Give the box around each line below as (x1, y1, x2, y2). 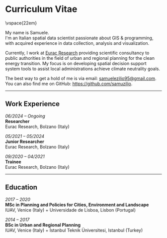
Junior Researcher (5, 138, 45, 144)
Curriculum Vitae (5, 3, 78, 15)
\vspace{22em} (5, 20, 37, 26)
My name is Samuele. (5, 29, 49, 35)
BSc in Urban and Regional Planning (5, 222, 81, 228)
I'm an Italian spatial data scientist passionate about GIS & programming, (5, 35, 154, 41)
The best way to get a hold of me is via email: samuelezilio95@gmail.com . (5, 75, 157, 81)
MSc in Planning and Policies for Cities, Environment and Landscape (5, 202, 149, 208)
